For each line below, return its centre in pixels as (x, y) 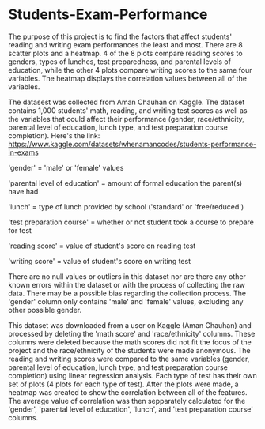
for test (20, 230)
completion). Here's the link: (54, 135)
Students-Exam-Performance (108, 15)
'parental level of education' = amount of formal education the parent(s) (125, 183)
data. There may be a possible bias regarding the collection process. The (127, 293)
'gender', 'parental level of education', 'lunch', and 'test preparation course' (131, 409)
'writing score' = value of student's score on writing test (100, 261)
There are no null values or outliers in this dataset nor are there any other (127, 276)
